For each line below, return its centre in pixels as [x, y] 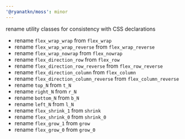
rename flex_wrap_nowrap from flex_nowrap [68, 53]
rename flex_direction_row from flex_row [67, 59]
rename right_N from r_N [45, 91]
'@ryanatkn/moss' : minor [37, 12]
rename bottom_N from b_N [47, 98]
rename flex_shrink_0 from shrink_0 [60, 117]
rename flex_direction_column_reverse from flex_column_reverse [96, 78]
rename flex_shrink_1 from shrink [58, 110]
